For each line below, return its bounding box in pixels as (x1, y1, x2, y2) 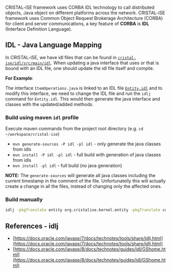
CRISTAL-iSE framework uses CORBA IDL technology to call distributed (5, 5, 155, 10)
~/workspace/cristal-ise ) (5, 131, 60, 137)
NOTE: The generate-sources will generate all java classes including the (5, 172, 156, 179)
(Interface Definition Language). (5, 26, 72, 32)
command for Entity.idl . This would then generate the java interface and (5, 95, 160, 102)
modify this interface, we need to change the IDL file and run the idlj (5, 90, 151, 96)
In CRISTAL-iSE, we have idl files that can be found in (5, 54, 117, 60)
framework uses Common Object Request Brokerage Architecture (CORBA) (5, 15, 163, 21)
